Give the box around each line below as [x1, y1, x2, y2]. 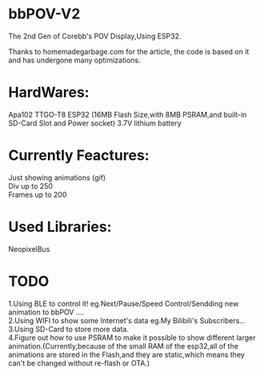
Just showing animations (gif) [8, 173, 106, 182]
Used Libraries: [8, 218, 112, 236]
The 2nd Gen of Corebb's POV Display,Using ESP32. [8, 31, 182, 41]
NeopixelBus [8, 244, 50, 254]
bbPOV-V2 [8, 5, 81, 23]
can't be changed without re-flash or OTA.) [8, 358, 150, 368]
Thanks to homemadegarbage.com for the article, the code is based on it [8, 46, 250, 56]
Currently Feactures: [8, 146, 150, 165]
